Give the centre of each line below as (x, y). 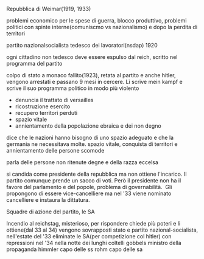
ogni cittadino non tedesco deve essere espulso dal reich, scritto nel (92, 57)
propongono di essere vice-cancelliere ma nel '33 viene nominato (89, 193)
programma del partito (34, 64)
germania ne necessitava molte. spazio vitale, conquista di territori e (92, 144)
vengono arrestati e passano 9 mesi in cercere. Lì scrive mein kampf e (94, 82)
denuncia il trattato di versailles (54, 100)
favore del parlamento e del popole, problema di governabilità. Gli (89, 187)
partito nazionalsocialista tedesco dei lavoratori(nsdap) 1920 (82, 45)
